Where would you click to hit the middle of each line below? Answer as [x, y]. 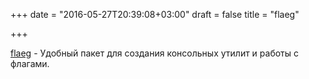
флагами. [30, 63]
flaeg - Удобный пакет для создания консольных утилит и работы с [155, 53]
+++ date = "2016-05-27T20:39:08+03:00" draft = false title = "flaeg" [155, 14]
